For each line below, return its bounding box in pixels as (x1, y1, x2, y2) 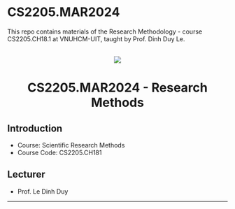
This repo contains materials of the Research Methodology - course (7, 27, 203, 36)
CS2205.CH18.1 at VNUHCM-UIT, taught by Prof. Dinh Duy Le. (7, 34, 185, 43)
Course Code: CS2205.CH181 (17, 148, 102, 157)
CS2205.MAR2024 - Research (27, 80, 208, 96)
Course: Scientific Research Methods (17, 140, 125, 149)
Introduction (7, 122, 63, 134)
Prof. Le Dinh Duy (17, 187, 69, 196)
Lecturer (7, 168, 45, 180)
